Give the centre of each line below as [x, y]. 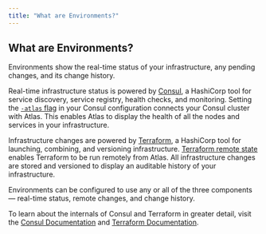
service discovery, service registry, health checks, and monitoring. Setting [130, 100]
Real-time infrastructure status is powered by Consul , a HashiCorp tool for [130, 91]
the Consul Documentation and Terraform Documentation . [104, 222]
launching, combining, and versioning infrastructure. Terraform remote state [133, 149]
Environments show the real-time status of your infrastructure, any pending [132, 67]
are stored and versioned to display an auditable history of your [112, 166]
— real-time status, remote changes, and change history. [102, 198]
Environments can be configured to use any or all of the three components [130, 190]
